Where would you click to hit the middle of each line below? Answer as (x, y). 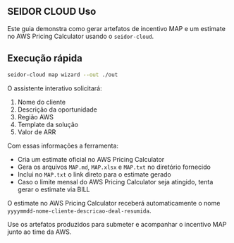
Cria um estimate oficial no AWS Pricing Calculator (91, 159)
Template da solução (48, 124)
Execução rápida (45, 58)
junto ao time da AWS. (39, 232)
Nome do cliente (41, 102)
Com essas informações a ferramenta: (63, 146)
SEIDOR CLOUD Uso (52, 12)
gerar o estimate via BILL (54, 189)
